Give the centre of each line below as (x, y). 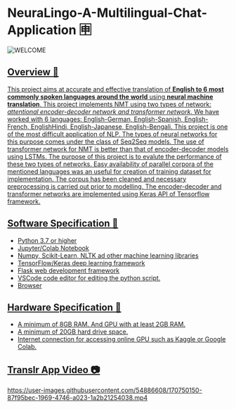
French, (18, 126)
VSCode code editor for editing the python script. (89, 278)
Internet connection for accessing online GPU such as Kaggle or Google (122, 339)
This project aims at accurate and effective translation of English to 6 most (116, 89)
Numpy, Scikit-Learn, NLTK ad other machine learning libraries (108, 256)
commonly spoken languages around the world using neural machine (110, 96)
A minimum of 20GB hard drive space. (73, 332)
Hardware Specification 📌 (64, 307)
